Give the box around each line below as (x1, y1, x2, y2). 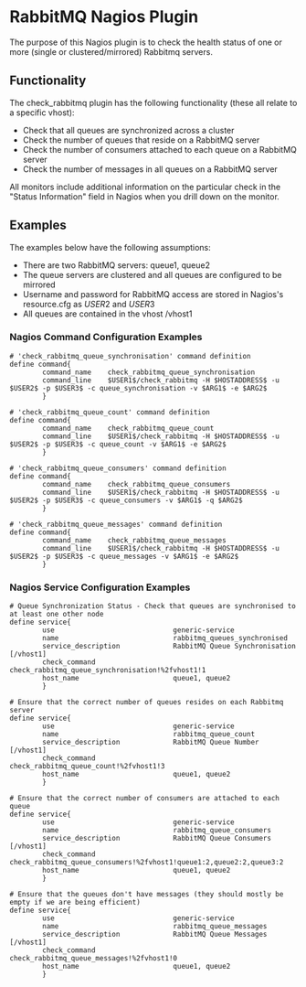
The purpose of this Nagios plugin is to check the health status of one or (9, 37, 283, 48)
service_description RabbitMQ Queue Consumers (42, 834, 272, 843)
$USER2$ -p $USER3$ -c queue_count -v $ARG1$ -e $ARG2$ (9, 439, 227, 449)
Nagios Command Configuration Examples (9, 331, 203, 344)
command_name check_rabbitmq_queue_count (42, 424, 215, 433)
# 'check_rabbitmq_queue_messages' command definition (9, 520, 223, 529)
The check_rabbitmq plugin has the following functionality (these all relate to (9, 97, 298, 108)
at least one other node (9, 610, 104, 619)
